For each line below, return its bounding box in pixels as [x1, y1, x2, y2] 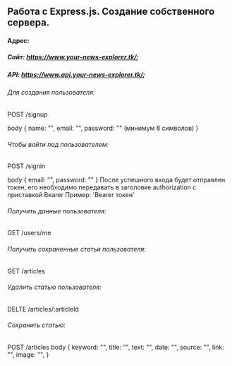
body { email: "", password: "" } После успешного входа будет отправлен [7, 176, 226, 184]
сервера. [7, 17, 50, 29]
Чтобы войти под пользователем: [7, 140, 109, 148]
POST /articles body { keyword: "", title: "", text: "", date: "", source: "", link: [7, 343, 224, 351]
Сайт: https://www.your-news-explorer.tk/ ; [7, 52, 139, 61]
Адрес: [7, 36, 30, 45]
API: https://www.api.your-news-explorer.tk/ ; [7, 70, 146, 78]
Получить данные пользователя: [7, 206, 106, 215]
